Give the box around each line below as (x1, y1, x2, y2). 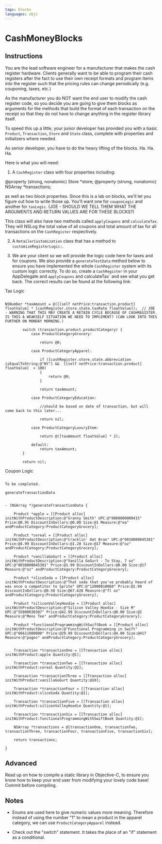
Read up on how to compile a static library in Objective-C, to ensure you (5, 772, 149, 778)
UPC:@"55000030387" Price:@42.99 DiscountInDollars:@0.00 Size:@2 (5, 610, 142, 614)
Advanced (5, 759, 37, 767)
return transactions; (14, 737, 57, 742)
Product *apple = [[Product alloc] (14, 511, 86, 517)
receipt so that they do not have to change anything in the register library (5, 111, 151, 116)
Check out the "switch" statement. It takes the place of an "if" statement (12, 829, 157, 835)
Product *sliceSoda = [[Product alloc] (14, 575, 95, 580)
